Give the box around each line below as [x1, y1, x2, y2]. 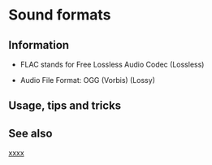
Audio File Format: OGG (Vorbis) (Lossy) [19, 76, 156, 85]
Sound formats [8, 6, 111, 24]
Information [8, 38, 70, 52]
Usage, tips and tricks [8, 99, 122, 113]
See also [8, 126, 53, 140]
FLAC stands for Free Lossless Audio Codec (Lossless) [19, 59, 205, 69]
